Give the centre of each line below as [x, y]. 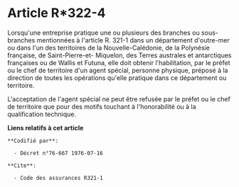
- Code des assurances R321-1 [58, 178]
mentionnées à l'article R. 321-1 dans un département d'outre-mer [133, 40]
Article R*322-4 [57, 13]
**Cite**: [22, 165]
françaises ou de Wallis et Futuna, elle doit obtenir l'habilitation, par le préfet [119, 62]
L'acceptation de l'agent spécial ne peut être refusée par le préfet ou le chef [119, 99]
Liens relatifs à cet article [46, 127]
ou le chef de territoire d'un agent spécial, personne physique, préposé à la [118, 70]
